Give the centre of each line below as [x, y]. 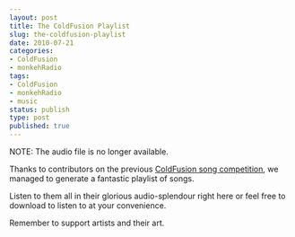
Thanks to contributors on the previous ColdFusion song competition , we [144, 169]
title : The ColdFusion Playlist [69, 26]
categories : [31, 51]
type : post [30, 118]
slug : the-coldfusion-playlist [68, 34]
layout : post [34, 18]
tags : [19, 76]
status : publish [39, 110]
